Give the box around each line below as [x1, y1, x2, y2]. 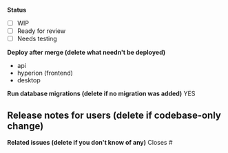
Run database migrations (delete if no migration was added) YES [7, 89, 196, 98]
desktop [17, 76, 41, 84]
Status [7, 6, 27, 14]
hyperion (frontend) [17, 69, 74, 78]
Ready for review [17, 27, 66, 35]
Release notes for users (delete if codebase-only [7, 109, 222, 121]
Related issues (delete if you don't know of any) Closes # [7, 139, 174, 146]
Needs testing [17, 34, 57, 43]
